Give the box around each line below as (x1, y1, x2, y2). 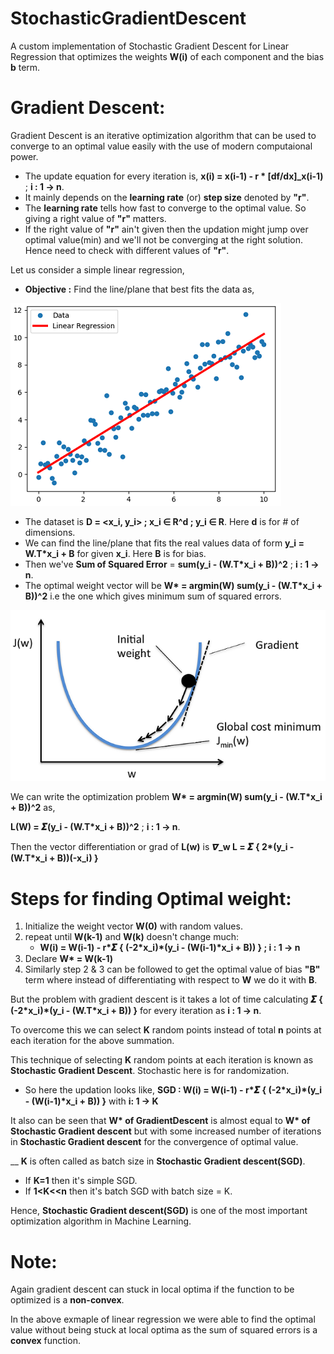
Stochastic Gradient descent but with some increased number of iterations (10, 1125, 322, 1137)
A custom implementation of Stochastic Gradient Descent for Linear (10, 40, 290, 52)
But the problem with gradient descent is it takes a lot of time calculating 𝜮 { (10, 993, 323, 1006)
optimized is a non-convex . (10, 1294, 125, 1306)
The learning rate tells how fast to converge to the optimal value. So (24, 202, 307, 214)
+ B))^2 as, (10, 802, 56, 814)
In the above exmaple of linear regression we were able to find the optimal (10, 1313, 316, 1326)
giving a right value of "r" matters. (24, 212, 167, 224)
